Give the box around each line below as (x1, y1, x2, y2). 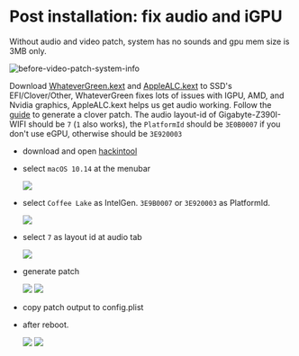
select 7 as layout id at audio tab (22, 231, 142, 242)
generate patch (22, 265, 79, 276)
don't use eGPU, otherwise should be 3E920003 (9, 128, 183, 138)
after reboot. (22, 319, 69, 330)
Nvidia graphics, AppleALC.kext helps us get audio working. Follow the (9, 99, 272, 110)
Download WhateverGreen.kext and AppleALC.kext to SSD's (9, 80, 232, 91)
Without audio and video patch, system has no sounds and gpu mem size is (9, 36, 290, 47)
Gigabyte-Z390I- (218, 109, 282, 120)
